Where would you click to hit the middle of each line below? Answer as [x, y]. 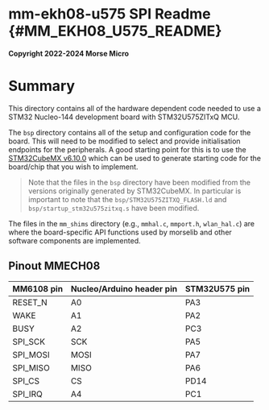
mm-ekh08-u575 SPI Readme [110, 14]
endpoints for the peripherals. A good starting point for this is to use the [128, 149]
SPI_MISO [31, 367]
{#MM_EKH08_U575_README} [115, 31]
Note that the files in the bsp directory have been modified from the [139, 182]
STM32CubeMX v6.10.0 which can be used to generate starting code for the [135, 158]
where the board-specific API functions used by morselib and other [120, 232]
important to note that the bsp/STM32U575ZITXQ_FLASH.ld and [127, 199]
